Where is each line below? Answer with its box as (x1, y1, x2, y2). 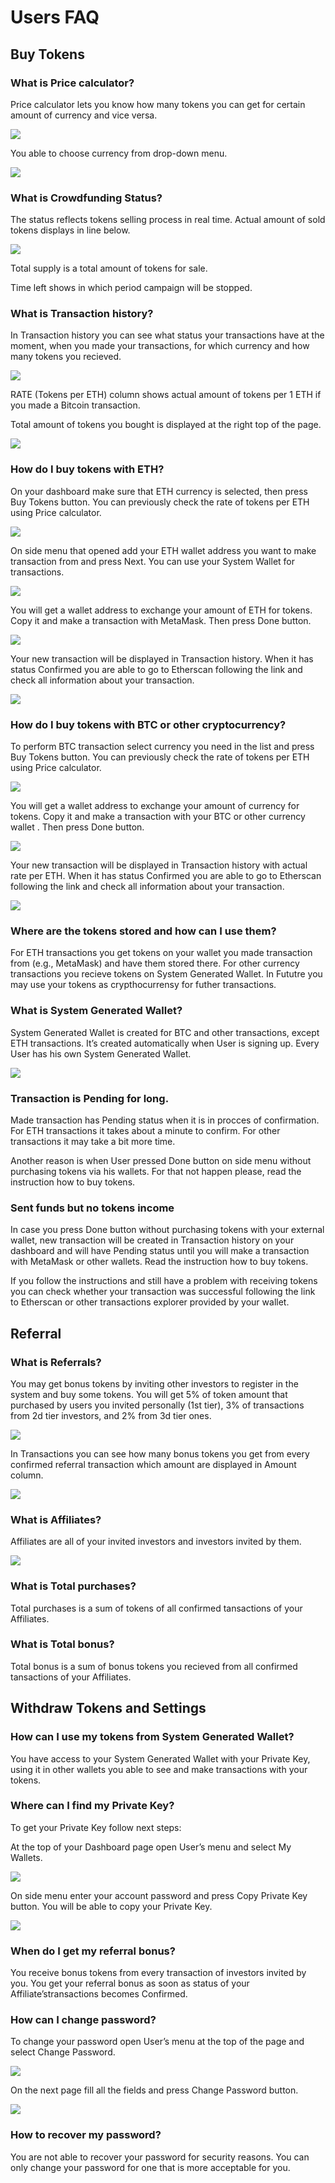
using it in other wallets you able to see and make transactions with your (10, 1763, 308, 1775)
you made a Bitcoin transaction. (10, 399, 141, 411)
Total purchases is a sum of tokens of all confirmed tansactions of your (10, 1602, 303, 1614)
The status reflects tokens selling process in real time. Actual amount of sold (10, 214, 326, 226)
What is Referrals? (10, 1355, 102, 1369)
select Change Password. (10, 2046, 116, 2058)
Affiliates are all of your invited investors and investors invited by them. (10, 1536, 302, 1548)
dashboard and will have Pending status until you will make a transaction (10, 1245, 310, 1257)
